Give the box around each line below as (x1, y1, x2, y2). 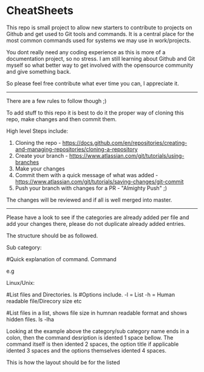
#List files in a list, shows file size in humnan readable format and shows (6, 309, 187, 317)
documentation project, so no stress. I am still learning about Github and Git (6, 55, 195, 62)
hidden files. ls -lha (6, 315, 55, 323)
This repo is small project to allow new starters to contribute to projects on (6, 24, 192, 31)
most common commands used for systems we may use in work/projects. (6, 37, 191, 44)
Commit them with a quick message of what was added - (15, 171, 158, 178)
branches (15, 158, 39, 166)
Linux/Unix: (6, 279, 35, 286)
